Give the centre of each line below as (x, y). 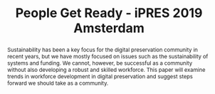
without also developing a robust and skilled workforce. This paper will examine (106, 69)
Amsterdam (109, 28)
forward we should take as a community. (58, 83)
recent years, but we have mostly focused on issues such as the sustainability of (107, 56)
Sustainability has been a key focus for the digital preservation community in (102, 49)
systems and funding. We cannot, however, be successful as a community (100, 63)
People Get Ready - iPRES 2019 (109, 13)
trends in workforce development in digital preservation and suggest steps (100, 76)
